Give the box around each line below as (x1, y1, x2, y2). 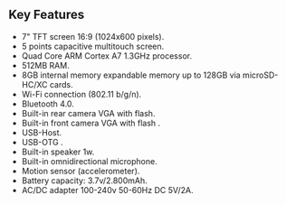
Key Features (8, 7, 85, 23)
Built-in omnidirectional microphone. (21, 155, 157, 166)
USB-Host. (21, 126, 62, 138)
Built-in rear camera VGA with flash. (21, 107, 156, 118)
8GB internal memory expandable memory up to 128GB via (21, 70, 241, 80)
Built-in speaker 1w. (21, 146, 95, 157)
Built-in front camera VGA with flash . (21, 117, 161, 128)
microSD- (242, 70, 279, 80)
